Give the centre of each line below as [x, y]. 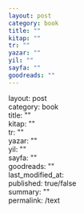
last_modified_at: [36, 175]
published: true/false [42, 183]
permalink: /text [34, 200]
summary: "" [29, 191]
